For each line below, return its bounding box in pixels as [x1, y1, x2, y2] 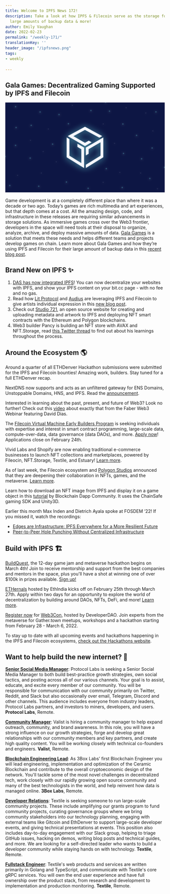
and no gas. [12, 290, 37, 296]
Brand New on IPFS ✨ [5, 266, 74, 274]
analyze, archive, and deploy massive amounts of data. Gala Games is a [5, 229, 155, 235]
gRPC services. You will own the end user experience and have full [5, 872, 145, 878]
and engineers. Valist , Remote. [5, 746, 70, 752]
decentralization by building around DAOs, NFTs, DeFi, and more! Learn [5, 597, 154, 603]
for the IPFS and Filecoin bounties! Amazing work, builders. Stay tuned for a [5, 370, 163, 376]
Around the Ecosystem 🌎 [5, 348, 88, 357]
